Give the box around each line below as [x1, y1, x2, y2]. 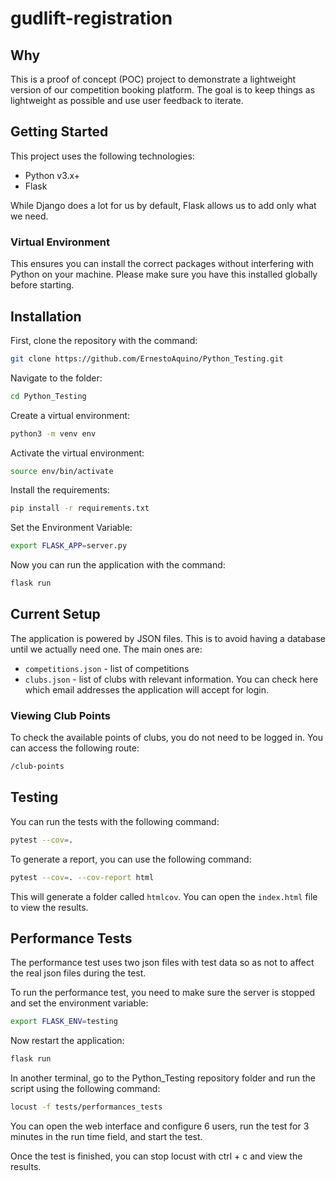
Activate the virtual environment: [10, 447, 145, 459]
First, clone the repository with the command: [10, 334, 198, 346]
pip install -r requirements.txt [10, 503, 150, 514]
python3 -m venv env [10, 428, 97, 439]
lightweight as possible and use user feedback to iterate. [10, 95, 244, 106]
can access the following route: [10, 742, 140, 754]
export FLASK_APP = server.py [10, 541, 128, 551]
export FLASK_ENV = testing [10, 1017, 118, 1027]
